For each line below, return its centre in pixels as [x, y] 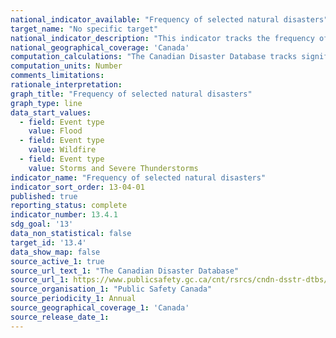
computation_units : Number [66, 66]
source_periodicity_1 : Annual [73, 299]
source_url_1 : [40, 280]
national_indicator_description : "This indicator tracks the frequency [162, 38]
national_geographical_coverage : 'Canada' [100, 47]
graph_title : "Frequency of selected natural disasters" [131, 94]
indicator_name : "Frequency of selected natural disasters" [138, 177]
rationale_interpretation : [66, 85]
